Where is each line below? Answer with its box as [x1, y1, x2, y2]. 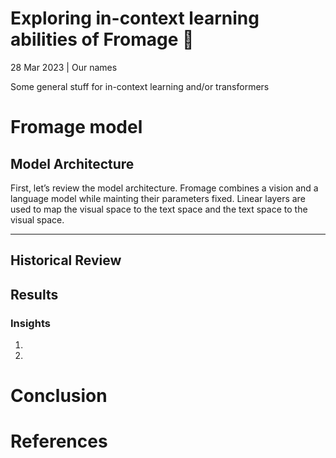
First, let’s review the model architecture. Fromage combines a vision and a [10, 182, 319, 194]
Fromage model [10, 116, 143, 139]
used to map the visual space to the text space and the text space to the [10, 203, 308, 215]
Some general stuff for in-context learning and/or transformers [10, 80, 270, 92]
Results [10, 286, 59, 303]
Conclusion [10, 385, 108, 407]
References [10, 430, 108, 453]
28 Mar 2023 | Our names [10, 61, 118, 73]
